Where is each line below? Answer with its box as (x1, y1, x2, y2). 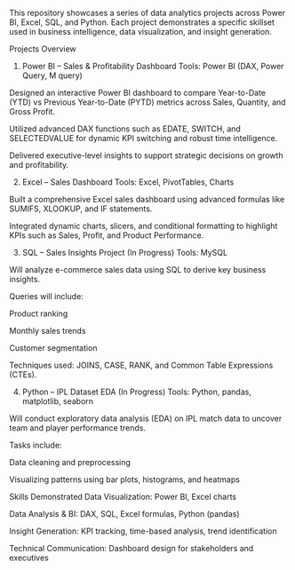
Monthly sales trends (9, 326, 86, 336)
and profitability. (9, 160, 69, 170)
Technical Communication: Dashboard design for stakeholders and (9, 543, 254, 553)
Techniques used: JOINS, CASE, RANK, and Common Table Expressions (9, 360, 274, 370)
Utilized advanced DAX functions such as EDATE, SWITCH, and (9, 123, 242, 134)
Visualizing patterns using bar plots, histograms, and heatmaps (9, 474, 240, 485)
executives (9, 552, 49, 563)
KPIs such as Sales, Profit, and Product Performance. (9, 230, 204, 241)
